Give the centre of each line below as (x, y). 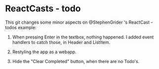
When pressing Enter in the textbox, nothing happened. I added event (83, 37)
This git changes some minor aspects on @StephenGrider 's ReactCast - (79, 22)
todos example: (21, 27)
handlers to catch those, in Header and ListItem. (61, 42)
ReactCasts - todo (43, 9)
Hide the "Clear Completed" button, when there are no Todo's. (76, 61)
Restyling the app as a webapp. (44, 52)
